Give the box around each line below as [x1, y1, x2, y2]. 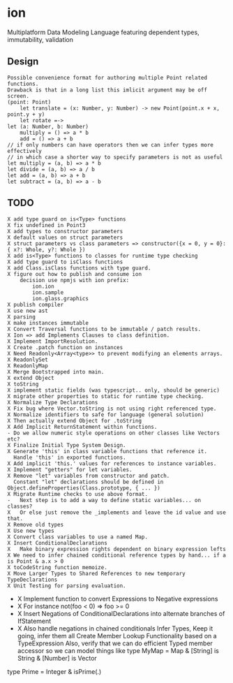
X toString [7, 381, 39, 388]
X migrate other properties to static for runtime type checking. [7, 392, 204, 399]
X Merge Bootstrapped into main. [7, 368, 105, 375]
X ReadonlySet [7, 356, 49, 363]
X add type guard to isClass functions [7, 258, 123, 265]
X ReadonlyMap [7, 362, 49, 369]
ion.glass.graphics [32, 295, 89, 302]
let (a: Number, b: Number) [7, 123, 89, 130]
